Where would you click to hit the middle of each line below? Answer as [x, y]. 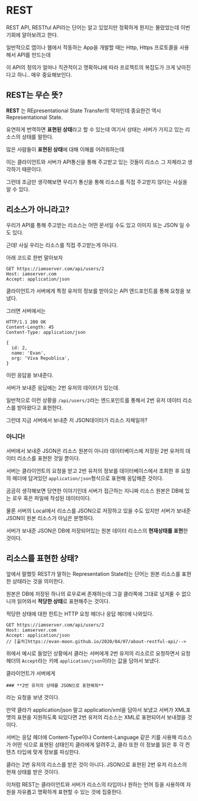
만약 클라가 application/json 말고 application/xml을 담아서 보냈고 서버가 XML [96, 709]
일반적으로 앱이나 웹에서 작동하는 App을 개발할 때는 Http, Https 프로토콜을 [92, 47]
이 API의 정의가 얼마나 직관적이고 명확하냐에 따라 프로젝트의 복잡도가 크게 [91, 67]
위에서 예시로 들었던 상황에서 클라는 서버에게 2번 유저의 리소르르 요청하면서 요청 [98, 653]
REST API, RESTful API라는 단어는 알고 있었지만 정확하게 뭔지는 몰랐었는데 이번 [98, 27]
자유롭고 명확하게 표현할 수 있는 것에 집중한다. [70, 792]
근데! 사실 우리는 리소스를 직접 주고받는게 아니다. [62, 245]
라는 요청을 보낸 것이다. [33, 697]
